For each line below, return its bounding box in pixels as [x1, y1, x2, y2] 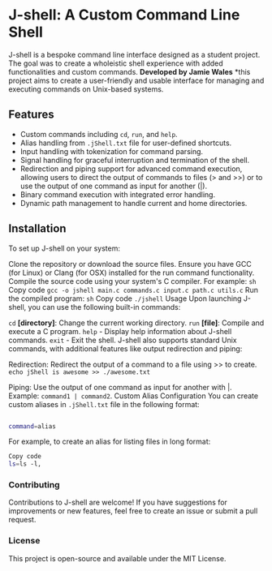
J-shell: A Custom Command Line [8, 6, 240, 24]
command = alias [8, 422, 57, 431]
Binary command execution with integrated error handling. [19, 189, 216, 200]
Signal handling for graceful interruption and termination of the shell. [19, 155, 250, 165]
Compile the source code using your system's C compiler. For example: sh [8, 276, 257, 285]
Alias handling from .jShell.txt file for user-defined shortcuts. [19, 138, 232, 148]
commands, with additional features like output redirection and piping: [8, 343, 243, 354]
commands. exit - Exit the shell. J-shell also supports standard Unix [8, 335, 237, 345]
